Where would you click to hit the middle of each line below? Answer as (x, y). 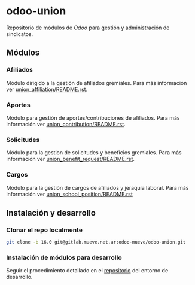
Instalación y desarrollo (51, 213)
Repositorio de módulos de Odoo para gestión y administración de (88, 28)
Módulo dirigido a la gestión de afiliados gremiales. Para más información (97, 83)
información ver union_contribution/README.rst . (66, 124)
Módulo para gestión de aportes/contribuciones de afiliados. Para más (93, 117)
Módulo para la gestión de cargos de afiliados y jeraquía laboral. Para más (97, 187)
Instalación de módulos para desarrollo (64, 257)
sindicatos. (20, 34)
